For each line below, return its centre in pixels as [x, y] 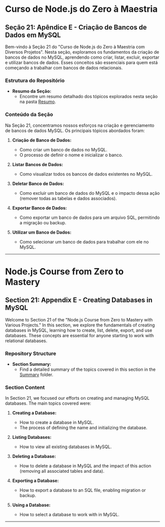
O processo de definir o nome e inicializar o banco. [71, 155]
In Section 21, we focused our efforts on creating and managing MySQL [77, 398]
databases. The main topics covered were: [48, 403]
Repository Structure [31, 353]
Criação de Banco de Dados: [42, 140]
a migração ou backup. [43, 222]
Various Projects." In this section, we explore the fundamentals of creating [80, 325]
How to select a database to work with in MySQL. [69, 515]
